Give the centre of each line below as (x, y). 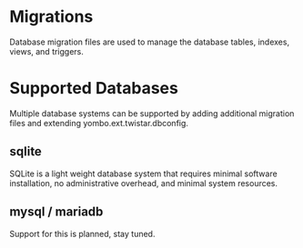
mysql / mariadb (56, 212)
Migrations (51, 17)
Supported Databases (94, 89)
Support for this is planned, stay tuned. (82, 233)
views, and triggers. (47, 51)
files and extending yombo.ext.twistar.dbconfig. (99, 123)
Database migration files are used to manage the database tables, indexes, (149, 42)
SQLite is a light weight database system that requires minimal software (143, 174)
